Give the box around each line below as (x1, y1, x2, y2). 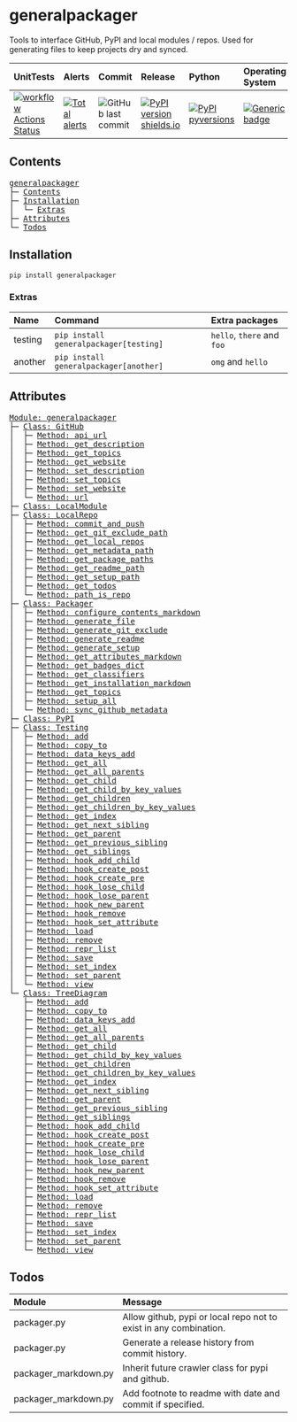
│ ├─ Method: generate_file (9, 616, 135, 626)
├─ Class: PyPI (9, 714, 75, 723)
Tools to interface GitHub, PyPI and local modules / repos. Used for (9, 35, 254, 45)
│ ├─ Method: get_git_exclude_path (9, 528, 168, 537)
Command (54, 313, 100, 326)
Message (122, 1296, 163, 1309)
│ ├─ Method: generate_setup (9, 643, 141, 653)
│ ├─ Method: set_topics (9, 475, 122, 484)
